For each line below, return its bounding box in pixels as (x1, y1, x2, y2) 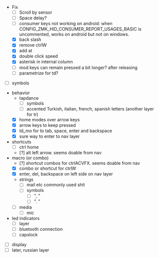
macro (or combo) (11, 155, 49, 161)
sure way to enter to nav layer (19, 133, 80, 139)
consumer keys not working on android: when (19, 21, 113, 27)
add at (19, 48, 33, 54)
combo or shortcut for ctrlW (19, 165, 77, 172)
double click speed (19, 53, 58, 59)
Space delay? (19, 15, 47, 21)
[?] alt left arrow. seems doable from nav (19, 150, 102, 156)
